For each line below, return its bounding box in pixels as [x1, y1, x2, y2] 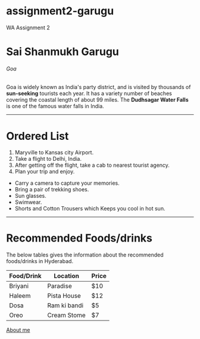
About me [6, 326, 30, 334]
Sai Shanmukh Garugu [6, 45, 119, 59]
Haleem [9, 292, 31, 300]
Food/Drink [9, 272, 42, 280]
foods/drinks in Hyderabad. [6, 258, 73, 265]
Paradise [47, 282, 73, 291]
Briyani [9, 282, 29, 291]
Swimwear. [14, 198, 42, 206]
